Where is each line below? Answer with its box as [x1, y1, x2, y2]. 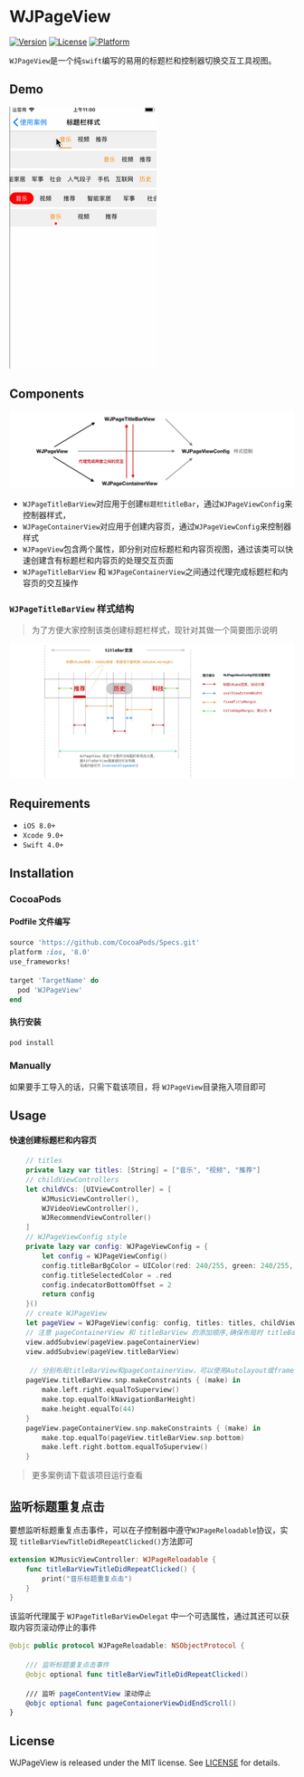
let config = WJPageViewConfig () [42, 1252, 168, 1261]
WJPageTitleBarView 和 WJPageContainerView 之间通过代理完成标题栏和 [22, 566, 280, 577]
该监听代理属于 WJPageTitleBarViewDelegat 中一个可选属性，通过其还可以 [9, 1610, 282, 1622]
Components [9, 387, 84, 402]
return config [42, 1290, 95, 1299]
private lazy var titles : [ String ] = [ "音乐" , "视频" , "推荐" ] [25, 1166, 261, 1175]
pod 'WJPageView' [17, 985, 83, 995]
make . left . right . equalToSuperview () [42, 1386, 180, 1395]
